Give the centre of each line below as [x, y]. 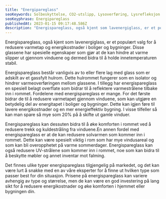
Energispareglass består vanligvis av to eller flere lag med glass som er [78, 73]
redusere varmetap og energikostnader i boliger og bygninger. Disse [75, 47]
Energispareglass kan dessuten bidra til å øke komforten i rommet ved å [78, 124]
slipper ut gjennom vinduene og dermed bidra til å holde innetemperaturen [81, 58]
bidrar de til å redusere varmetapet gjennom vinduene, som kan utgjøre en [81, 99]
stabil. [11, 63]
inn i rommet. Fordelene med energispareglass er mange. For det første [78, 94]
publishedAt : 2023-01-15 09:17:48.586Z [46, 23]
